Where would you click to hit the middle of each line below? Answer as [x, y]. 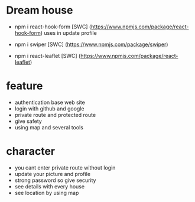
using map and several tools [49, 127]
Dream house [40, 10]
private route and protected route [55, 115]
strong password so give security [55, 180]
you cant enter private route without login [65, 167]
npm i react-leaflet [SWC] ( [48, 56]
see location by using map [47, 193]
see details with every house [49, 186]
